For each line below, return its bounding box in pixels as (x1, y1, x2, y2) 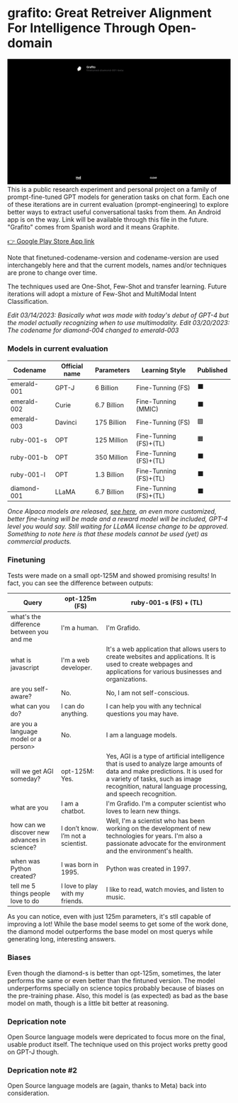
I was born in (61, 861, 99, 869)
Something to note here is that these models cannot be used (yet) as (7, 530, 208, 538)
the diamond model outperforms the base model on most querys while (7, 927, 213, 936)
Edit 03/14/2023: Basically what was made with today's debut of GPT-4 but (7, 311, 229, 319)
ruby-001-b (10, 453, 48, 461)
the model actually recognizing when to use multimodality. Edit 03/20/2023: (7, 319, 230, 327)
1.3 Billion (95, 470, 125, 479)
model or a (10, 735, 42, 743)
